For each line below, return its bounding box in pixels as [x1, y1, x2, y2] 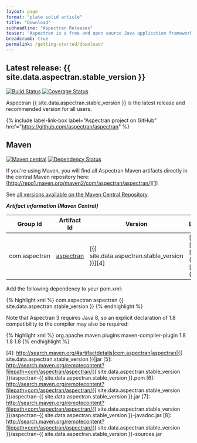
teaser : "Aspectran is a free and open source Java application [6, 31, 167, 36]
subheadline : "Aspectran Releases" [6, 25, 93, 31]
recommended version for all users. [6, 105, 92, 112]
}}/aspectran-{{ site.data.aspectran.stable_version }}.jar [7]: [6, 393, 150, 400]
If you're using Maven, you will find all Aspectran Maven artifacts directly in [6, 167, 188, 174]
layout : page [6, 8, 38, 15]
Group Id [17, 219, 42, 228]
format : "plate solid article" [6, 14, 83, 20]
